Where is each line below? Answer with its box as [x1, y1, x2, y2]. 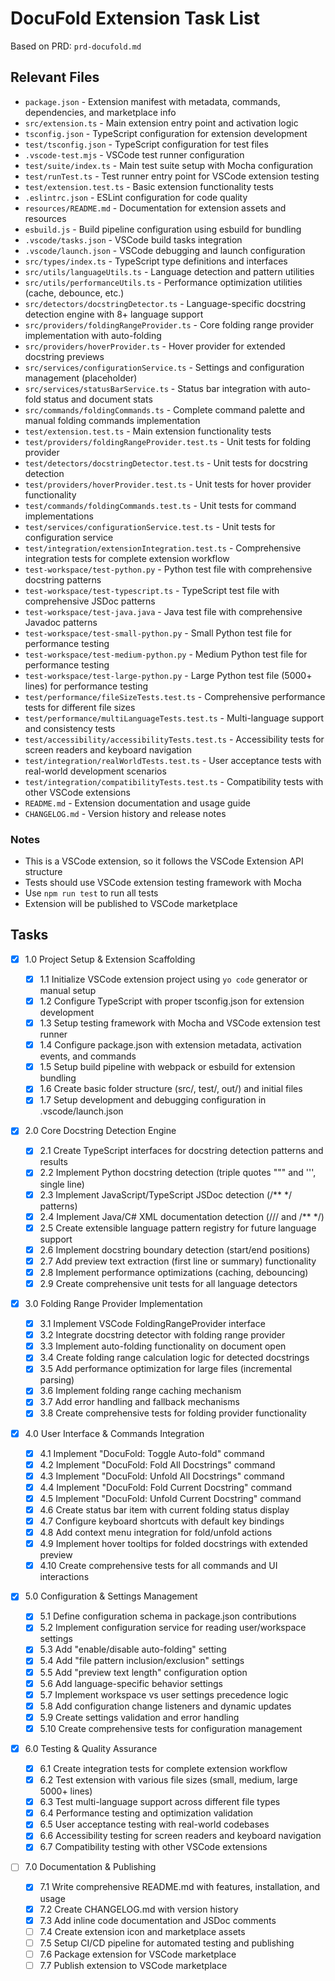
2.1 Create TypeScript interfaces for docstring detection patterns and [39, 1145, 324, 1157]
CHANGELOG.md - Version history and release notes [24, 807, 227, 819]
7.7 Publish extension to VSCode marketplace [39, 1959, 228, 1971]
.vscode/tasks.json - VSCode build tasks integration [24, 233, 243, 246]
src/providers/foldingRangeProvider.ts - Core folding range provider [24, 318, 315, 331]
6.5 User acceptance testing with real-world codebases [39, 1818, 270, 1831]
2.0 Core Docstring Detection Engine [24, 1125, 177, 1137]
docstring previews [24, 350, 105, 362]
